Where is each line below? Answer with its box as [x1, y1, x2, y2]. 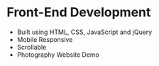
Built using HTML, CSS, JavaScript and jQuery [16, 28, 153, 36]
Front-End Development [6, 4, 151, 21]
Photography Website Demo [16, 50, 100, 59]
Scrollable [16, 43, 47, 51]
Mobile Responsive [16, 35, 73, 43]
